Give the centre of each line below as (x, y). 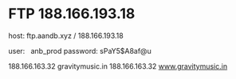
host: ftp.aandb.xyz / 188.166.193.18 (66, 36)
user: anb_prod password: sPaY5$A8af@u (80, 51)
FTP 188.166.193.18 (72, 14)
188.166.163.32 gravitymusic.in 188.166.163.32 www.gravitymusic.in (118, 66)
